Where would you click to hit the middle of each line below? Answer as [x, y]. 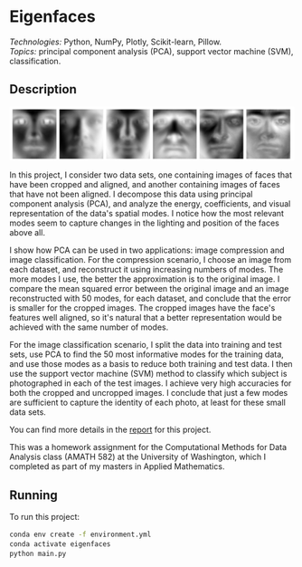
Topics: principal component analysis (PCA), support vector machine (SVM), [151, 51]
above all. [27, 233]
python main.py [38, 553]
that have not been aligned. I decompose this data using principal [131, 194]
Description [43, 89]
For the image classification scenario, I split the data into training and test [146, 345]
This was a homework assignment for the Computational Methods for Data [148, 447]
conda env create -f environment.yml [80, 535]
